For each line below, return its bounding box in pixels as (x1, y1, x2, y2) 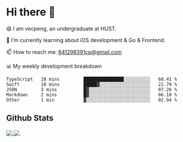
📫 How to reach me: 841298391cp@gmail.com (6, 48, 122, 55)
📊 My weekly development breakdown (6, 62, 103, 70)
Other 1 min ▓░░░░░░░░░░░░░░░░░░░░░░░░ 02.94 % (6, 97, 178, 103)
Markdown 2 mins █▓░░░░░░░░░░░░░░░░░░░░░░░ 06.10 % (6, 91, 178, 97)
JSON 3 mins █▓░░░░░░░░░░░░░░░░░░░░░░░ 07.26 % (6, 86, 178, 93)
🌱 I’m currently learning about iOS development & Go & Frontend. (6, 36, 166, 43)
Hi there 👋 (6, 5, 55, 19)
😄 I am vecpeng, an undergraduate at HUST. (6, 25, 117, 32)
